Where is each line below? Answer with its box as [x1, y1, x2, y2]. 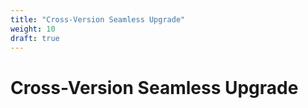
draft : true [10, 33, 60, 43]
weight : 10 [10, 24, 56, 34]
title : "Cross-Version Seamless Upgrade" [10, 14, 186, 25]
